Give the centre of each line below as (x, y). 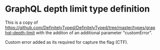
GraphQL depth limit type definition (77, 9)
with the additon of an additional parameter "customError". (94, 33)
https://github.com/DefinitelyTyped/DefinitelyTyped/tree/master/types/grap (80, 27)
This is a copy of (22, 22)
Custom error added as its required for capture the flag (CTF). (67, 42)
